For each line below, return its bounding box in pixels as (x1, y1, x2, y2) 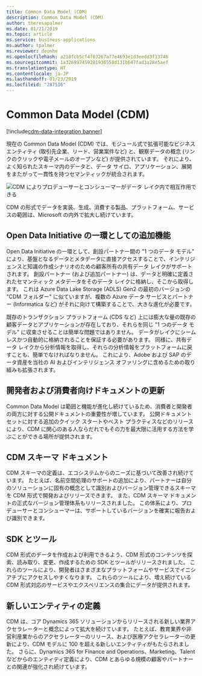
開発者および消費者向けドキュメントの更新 (6, 386, 165, 396)
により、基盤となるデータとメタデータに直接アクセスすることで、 (6, 255, 169, 263)
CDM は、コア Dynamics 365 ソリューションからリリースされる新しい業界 (6, 618, 191, 625)
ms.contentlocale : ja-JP (6, 71, 69, 77)
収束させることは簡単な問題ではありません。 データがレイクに (26, 328, 181, 336)
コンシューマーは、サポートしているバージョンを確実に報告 (37, 507, 186, 514)
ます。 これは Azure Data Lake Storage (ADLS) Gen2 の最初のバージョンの (6, 285, 191, 293)
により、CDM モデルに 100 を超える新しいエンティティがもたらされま (11, 640, 185, 648)
